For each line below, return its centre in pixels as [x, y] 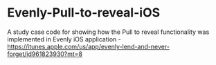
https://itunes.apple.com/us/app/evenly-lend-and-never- [88, 46]
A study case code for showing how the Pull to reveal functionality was [108, 32]
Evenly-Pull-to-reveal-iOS [84, 13]
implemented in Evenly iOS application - [64, 39]
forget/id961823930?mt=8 [45, 54]
